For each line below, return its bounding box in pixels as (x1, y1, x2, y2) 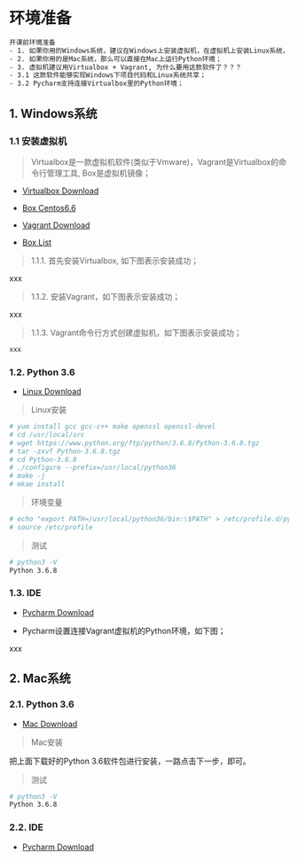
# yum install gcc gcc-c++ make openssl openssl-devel (9, 422, 216, 431)
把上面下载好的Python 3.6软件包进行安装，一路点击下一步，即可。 (9, 755, 251, 766)
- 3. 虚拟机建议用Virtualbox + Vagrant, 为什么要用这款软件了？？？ (9, 63, 242, 72)
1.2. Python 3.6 (9, 365, 75, 378)
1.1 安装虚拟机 (9, 135, 67, 147)
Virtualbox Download (21, 185, 99, 196)
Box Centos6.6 (21, 202, 77, 213)
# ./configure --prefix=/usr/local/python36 (9, 463, 176, 473)
